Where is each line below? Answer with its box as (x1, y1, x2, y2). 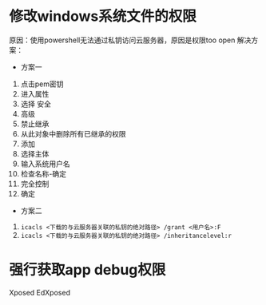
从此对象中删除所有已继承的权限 (20, 129, 126, 138)
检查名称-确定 (20, 168, 67, 178)
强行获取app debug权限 (9, 261, 166, 279)
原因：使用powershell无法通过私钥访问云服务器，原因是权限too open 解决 (9, 35, 252, 45)
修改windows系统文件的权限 (9, 7, 197, 26)
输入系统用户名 (20, 159, 70, 168)
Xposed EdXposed (9, 287, 71, 297)
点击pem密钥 (20, 79, 64, 89)
